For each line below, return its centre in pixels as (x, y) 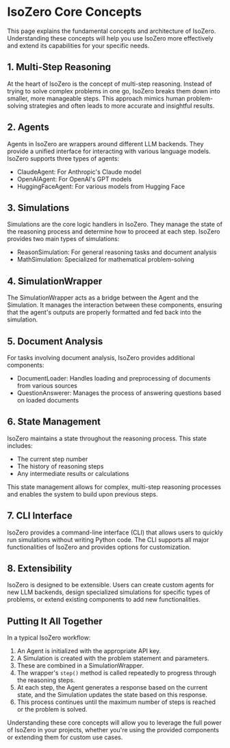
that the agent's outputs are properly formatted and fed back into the (104, 313)
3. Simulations (38, 208)
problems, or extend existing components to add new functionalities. (104, 600)
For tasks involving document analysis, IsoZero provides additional (101, 358)
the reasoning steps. (46, 680)
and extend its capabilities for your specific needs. (78, 45)
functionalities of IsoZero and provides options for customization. (99, 547)
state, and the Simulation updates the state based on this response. (112, 695)
